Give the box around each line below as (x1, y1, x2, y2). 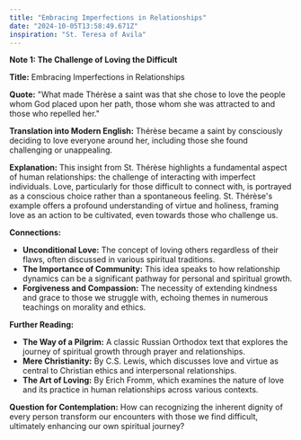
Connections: (9, 227, 61, 238)
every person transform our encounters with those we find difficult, (9, 411, 259, 422)
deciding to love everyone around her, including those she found (9, 136, 249, 146)
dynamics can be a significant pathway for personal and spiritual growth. (22, 273, 293, 284)
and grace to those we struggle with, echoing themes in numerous (22, 293, 269, 304)
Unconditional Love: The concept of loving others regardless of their (22, 244, 279, 256)
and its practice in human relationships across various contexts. (22, 384, 259, 395)
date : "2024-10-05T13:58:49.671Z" (9, 22, 139, 31)
